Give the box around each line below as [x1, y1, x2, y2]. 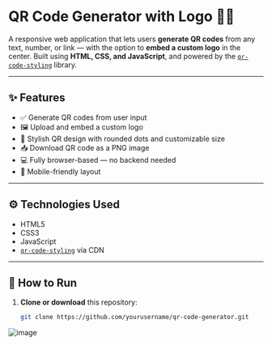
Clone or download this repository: [19, 297, 138, 307]
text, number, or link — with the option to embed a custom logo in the [8, 42, 241, 52]
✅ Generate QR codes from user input [19, 113, 147, 122]
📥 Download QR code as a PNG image [19, 143, 150, 152]
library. [53, 60, 78, 70]
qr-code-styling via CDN [19, 245, 105, 254]
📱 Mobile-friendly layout [19, 166, 101, 177]
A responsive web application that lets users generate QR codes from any [8, 34, 256, 44]
